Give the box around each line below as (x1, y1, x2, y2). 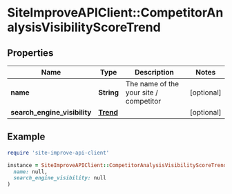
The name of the (125, 79, 180, 88)
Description (134, 68, 174, 77)
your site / (125, 88, 159, 97)
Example (7, 131, 46, 143)
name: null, (13, 168, 48, 175)
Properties (7, 47, 54, 59)
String (98, 88, 119, 97)
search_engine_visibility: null (13, 175, 107, 182)
